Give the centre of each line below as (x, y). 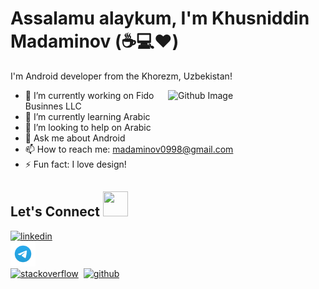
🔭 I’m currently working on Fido (89, 95)
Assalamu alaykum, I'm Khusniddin (160, 18)
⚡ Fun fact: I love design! (75, 164)
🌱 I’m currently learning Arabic (87, 116)
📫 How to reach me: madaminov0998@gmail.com (129, 149)
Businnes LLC (53, 106)
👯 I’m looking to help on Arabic (88, 127)
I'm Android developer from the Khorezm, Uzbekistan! (121, 76)
